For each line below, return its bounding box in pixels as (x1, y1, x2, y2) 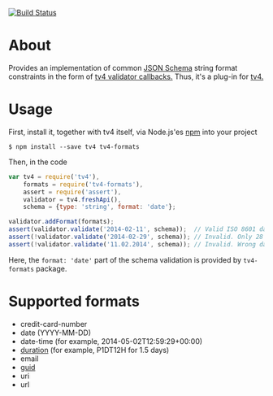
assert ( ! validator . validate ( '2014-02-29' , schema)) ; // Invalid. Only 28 (8, 233, 264, 241)
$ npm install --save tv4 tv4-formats (8, 142, 140, 150)
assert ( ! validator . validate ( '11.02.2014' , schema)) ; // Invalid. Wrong (8, 240, 256, 248)
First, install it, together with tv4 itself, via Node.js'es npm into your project (8, 127, 258, 137)
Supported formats (8, 292, 140, 311)
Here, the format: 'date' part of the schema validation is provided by (8, 255, 242, 264)
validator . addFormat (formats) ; (8, 218, 115, 226)
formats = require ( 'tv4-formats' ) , (23, 180, 144, 189)
